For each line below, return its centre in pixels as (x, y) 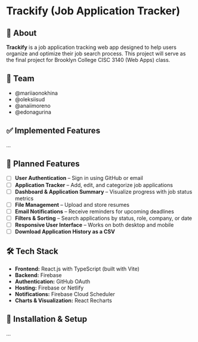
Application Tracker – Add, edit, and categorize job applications (94, 185)
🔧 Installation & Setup (47, 319)
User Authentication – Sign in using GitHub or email (79, 178)
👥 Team (20, 79)
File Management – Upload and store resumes (72, 204)
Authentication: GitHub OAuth (52, 281)
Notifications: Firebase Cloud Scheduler (65, 294)
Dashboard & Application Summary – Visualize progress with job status (103, 191)
